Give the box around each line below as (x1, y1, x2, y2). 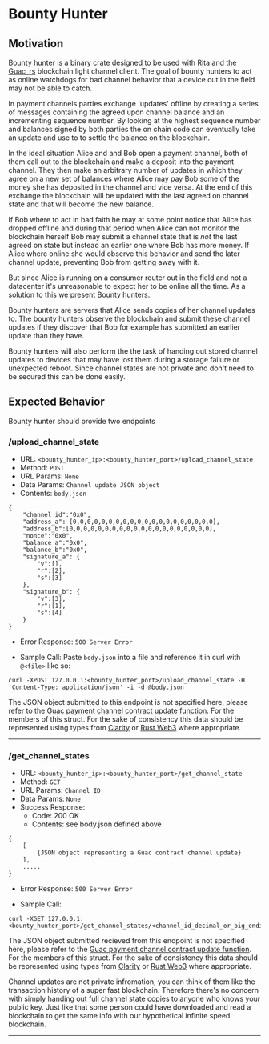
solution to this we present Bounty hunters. (8, 290, 151, 299)
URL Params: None (19, 471, 80, 481)
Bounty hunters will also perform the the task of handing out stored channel (8, 346, 258, 356)
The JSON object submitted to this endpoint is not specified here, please (8, 698, 248, 707)
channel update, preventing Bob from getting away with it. (8, 258, 200, 266)
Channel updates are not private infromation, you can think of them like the (8, 977, 255, 986)
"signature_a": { (22, 553, 81, 561)
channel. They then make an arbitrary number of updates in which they (8, 166, 243, 174)
